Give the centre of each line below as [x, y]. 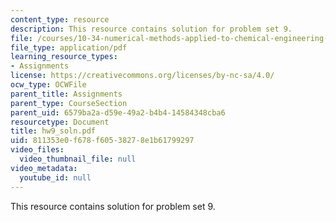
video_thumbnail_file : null [78, 159]
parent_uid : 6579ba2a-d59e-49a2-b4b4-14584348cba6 [118, 112]
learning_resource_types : [64, 57]
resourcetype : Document [60, 122]
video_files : [37, 150]
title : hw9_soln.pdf [53, 131]
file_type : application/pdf [69, 47]
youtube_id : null [55, 177]
